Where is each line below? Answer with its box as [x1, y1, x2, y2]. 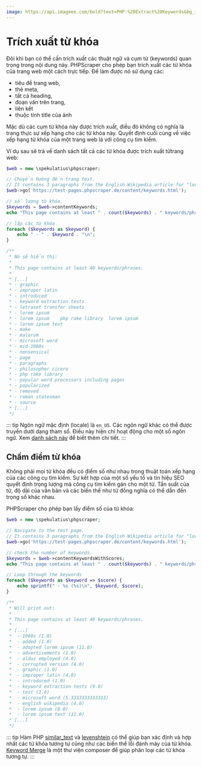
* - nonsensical [8, 349, 50, 355]
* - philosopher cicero [8, 366, 69, 372]
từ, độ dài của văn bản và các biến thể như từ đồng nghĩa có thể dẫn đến [6, 487, 186, 494]
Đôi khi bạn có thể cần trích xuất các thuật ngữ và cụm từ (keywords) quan [6, 55, 192, 62]
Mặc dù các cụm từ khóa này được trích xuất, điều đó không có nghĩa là [6, 123, 185, 130]
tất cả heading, [14, 92, 53, 99]
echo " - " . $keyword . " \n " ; [17, 231, 96, 238]
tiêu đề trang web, [14, 79, 61, 86]
